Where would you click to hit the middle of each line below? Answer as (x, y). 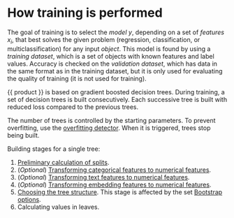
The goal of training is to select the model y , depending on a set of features (116, 32)
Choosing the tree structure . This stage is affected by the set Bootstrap (120, 192)
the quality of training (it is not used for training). (77, 78)
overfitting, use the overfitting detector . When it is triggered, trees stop (109, 128)
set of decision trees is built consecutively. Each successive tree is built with (117, 99)
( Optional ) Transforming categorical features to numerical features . (114, 170)
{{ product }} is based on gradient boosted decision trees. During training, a (116, 92)
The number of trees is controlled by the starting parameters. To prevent (111, 120)
